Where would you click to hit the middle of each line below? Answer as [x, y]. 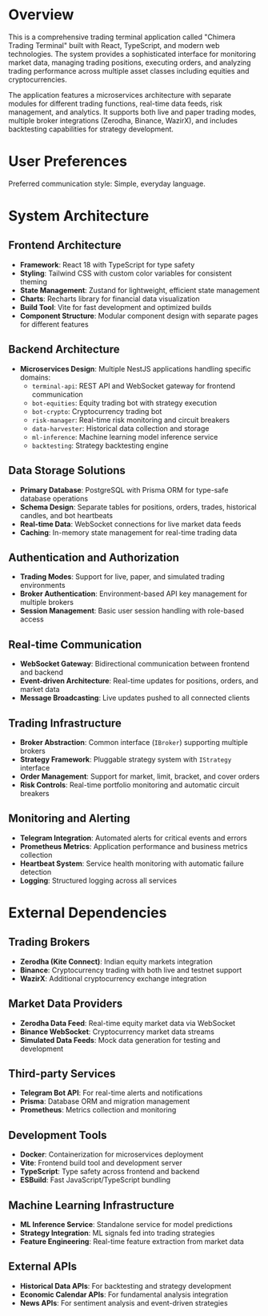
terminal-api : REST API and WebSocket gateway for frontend [134, 385]
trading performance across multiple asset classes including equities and [129, 70]
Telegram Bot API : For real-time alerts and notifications [111, 1093]
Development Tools [58, 1135]
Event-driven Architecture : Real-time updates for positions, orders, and [139, 681]
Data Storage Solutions [67, 471]
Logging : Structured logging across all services [98, 880]
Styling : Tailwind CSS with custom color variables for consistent [126, 273]
